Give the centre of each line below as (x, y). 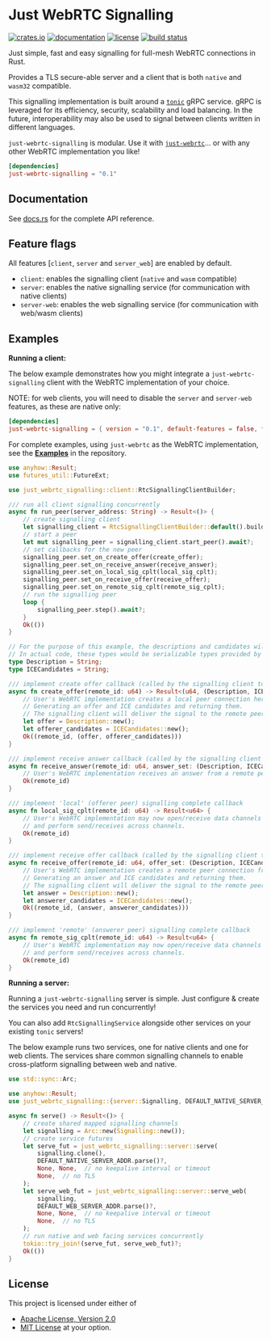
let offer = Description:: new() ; (79, 722)
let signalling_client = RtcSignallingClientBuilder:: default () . (135, 527)
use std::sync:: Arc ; (43, 1079)
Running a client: (38, 358)
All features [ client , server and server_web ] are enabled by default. (120, 263)
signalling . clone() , (72, 1153)
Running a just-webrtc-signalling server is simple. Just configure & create (134, 999)
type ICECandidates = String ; (59, 669)
